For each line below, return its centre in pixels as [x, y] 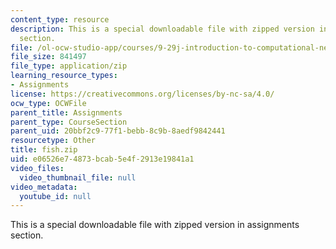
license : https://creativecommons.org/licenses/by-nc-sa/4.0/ [142, 94]
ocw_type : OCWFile [48, 103]
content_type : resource [60, 19]
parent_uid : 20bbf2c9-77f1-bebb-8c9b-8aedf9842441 [118, 131]
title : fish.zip [44, 150]
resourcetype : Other [53, 141]
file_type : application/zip [69, 66]
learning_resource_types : [64, 76]
